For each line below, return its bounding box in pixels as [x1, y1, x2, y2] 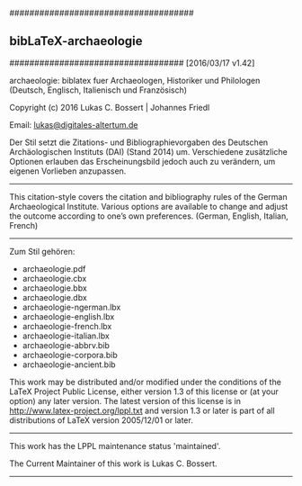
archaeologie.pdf [22, 263, 86, 274]
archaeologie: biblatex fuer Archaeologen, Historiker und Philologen [9, 75, 261, 85]
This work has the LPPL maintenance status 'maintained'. [9, 440, 221, 451]
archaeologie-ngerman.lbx [22, 301, 121, 312]
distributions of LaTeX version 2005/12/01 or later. [9, 414, 193, 426]
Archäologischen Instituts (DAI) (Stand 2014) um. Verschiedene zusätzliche [9, 146, 288, 157]
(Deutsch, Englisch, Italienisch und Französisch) [9, 85, 187, 95]
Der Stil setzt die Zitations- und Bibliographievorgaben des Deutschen [9, 137, 269, 148]
